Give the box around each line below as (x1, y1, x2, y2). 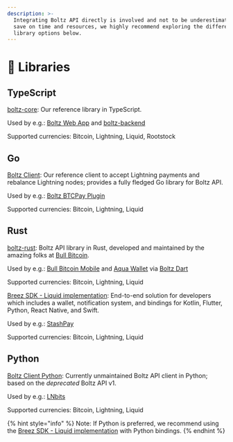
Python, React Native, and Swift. (7, 306, 99, 314)
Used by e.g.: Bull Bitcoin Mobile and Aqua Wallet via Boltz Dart (7, 264, 189, 273)
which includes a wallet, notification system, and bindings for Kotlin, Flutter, (7, 298, 223, 307)
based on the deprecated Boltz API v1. (7, 379, 116, 387)
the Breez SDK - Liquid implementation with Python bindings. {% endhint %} (7, 426, 225, 434)
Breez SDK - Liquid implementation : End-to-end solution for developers (7, 291, 212, 299)
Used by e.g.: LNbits (7, 392, 66, 400)
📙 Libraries (7, 60, 71, 75)
